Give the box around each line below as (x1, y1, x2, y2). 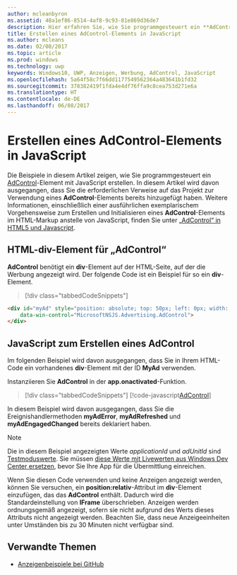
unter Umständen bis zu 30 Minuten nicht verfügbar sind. (7, 521, 174, 529)
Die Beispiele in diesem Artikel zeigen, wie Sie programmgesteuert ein (7, 171, 212, 179)
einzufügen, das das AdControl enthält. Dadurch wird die (7, 491, 174, 500)
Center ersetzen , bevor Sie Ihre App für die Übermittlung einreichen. (7, 462, 206, 471)
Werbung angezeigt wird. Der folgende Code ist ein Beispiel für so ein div (7, 270, 221, 279)
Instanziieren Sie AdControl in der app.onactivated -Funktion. (7, 377, 187, 386)
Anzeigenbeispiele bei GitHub (17, 559, 104, 568)
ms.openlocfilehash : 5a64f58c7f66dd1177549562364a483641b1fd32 (7, 75, 197, 83)
